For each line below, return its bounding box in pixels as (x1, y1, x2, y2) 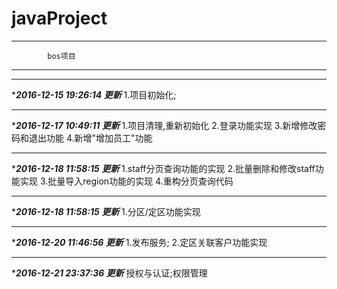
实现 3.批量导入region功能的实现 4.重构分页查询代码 (19, 175, 234, 187)
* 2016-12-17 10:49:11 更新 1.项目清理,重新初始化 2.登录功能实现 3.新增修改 (11, 119, 318, 131)
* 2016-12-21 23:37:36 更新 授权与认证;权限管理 (11, 267, 208, 279)
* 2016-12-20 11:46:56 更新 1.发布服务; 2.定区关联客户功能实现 (11, 236, 268, 248)
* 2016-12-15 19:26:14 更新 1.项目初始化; (11, 88, 177, 101)
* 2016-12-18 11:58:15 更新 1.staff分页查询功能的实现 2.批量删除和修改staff (11, 162, 316, 174)
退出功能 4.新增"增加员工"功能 (28, 132, 153, 144)
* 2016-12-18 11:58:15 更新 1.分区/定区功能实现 (11, 205, 201, 217)
